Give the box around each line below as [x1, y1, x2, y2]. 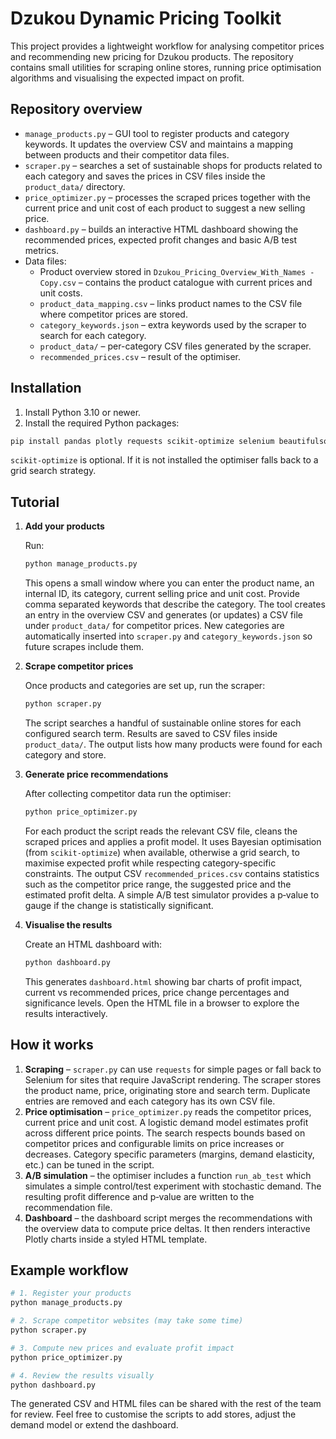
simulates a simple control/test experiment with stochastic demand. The [24, 1180, 322, 1192]
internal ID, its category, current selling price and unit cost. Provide [24, 588, 300, 600]
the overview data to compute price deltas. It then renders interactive [24, 1222, 311, 1234]
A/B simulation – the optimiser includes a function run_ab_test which [24, 1169, 312, 1181]
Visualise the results [24, 918, 113, 931]
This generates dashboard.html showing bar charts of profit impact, [24, 975, 303, 987]
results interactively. [24, 1007, 108, 1019]
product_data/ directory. [24, 180, 126, 192]
